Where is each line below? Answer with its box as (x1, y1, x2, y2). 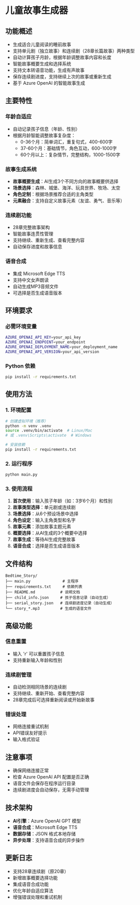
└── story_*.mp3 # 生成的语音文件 (5, 606, 92, 611)
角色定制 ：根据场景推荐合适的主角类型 (12, 191, 94, 197)
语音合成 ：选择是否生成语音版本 (12, 543, 80, 549)
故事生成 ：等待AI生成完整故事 (12, 536, 76, 542)
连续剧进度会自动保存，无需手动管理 (12, 787, 89, 793)
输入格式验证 (12, 736, 40, 743)
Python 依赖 (5, 362, 36, 369)
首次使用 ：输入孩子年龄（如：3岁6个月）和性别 (12, 498, 113, 504)
